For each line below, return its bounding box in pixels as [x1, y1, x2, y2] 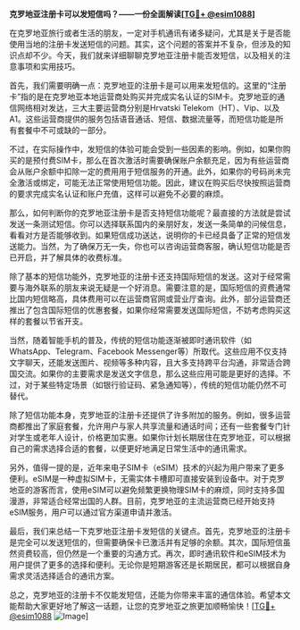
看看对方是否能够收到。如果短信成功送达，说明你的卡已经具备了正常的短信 [9, 230, 283, 240]
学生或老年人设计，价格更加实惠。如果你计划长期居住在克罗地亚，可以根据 [16, 433, 291, 442]
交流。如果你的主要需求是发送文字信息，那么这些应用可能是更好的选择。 [16, 368, 283, 379]
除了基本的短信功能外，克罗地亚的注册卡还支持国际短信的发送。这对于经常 [9, 272, 283, 281]
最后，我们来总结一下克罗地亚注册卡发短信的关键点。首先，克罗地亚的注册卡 [9, 526, 291, 536]
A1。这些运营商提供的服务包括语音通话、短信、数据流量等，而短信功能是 [9, 113, 276, 124]
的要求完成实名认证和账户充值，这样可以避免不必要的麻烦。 [9, 189, 229, 199]
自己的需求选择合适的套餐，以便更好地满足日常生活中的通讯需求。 [9, 443, 252, 454]
